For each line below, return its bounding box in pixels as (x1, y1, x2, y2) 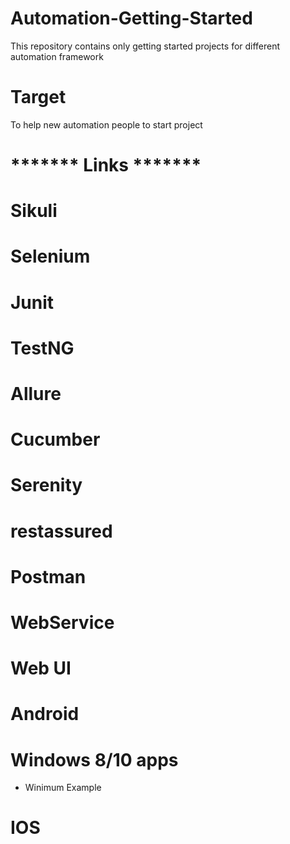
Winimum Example (24, 782, 102, 794)
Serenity (10, 474, 83, 497)
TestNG (10, 337, 75, 359)
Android (10, 703, 80, 726)
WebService (10, 611, 115, 634)
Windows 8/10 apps (10, 748, 179, 771)
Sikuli (10, 200, 58, 222)
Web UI (10, 657, 72, 680)
